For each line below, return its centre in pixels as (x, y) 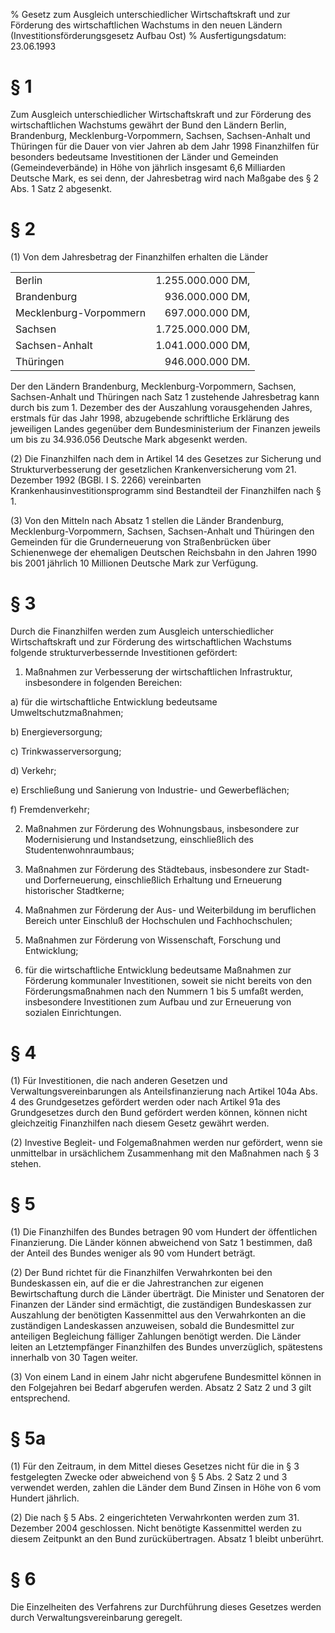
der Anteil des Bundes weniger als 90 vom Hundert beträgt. (133, 1253)
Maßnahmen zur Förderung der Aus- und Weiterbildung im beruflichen (170, 910)
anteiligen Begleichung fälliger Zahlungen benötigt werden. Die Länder (156, 1336)
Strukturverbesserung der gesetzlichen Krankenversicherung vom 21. (153, 469)
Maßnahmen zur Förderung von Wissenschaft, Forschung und (153, 940)
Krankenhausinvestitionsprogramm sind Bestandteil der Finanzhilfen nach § (166, 490)
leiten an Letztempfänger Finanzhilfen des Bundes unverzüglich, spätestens (166, 1346)
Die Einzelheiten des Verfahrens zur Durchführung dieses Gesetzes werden (166, 1606)
